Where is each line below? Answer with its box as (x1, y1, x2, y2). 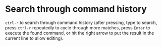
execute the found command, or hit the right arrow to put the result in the (5, 30, 155, 36)
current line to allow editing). (5, 35, 63, 41)
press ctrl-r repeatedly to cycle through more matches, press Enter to (5, 24, 150, 30)
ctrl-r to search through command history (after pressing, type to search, (5, 20, 157, 25)
